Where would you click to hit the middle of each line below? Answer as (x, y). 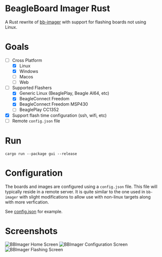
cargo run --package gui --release (41, 154)
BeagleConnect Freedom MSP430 (54, 104)
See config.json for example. (34, 211)
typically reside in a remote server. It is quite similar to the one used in (75, 192)
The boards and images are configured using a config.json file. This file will (81, 186)
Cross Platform (27, 60)
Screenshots (31, 231)
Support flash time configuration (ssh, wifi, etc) (59, 115)
